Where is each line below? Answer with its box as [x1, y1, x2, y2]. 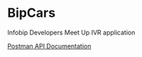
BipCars [7, 5, 55, 21]
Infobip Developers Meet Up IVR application [7, 28, 136, 37]
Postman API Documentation [7, 42, 92, 50]
